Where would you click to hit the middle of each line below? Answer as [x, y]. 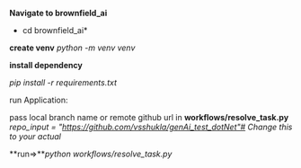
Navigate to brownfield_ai [58, 13]
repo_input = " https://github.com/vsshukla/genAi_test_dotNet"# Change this [151, 127]
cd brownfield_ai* [55, 30]
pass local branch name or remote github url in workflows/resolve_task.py [149, 117]
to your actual [35, 137]
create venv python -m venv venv [72, 48]
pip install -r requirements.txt [63, 83]
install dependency [46, 65]
